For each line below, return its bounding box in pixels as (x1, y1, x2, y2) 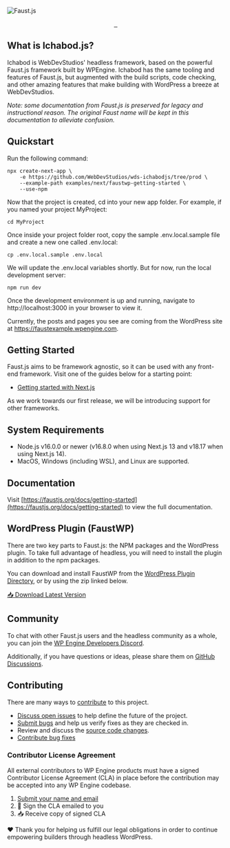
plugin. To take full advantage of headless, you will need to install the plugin (7, 548, 222, 556)
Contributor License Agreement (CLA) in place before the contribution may (7, 773, 219, 782)
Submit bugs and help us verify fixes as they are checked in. (17, 719, 189, 727)
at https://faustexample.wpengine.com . (7, 324, 119, 332)
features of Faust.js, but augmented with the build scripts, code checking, (7, 73, 217, 81)
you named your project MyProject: (7, 205, 108, 214)
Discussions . (7, 659, 43, 668)
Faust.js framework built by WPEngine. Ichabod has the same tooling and (7, 66, 215, 74)
